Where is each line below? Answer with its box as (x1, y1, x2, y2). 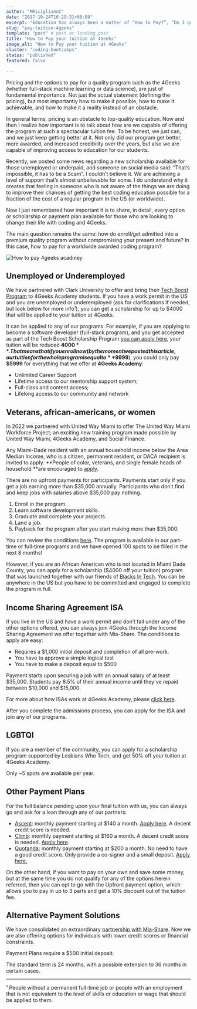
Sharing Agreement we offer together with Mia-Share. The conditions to (6, 630, 180, 637)
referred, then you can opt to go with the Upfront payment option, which (6, 881, 181, 888)
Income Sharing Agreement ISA (6, 602, 124, 613)
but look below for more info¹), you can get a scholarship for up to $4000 (6, 305, 183, 312)
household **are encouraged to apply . (6, 466, 99, 473)
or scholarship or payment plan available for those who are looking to (6, 212, 174, 220)
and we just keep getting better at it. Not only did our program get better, (6, 134, 182, 141)
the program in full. (6, 586, 52, 593)
